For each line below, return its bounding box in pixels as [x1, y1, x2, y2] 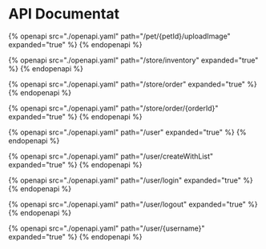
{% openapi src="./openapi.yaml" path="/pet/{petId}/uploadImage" [8, 31, 231, 41]
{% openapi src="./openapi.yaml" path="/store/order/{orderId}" [8, 103, 219, 113]
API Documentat [8, 5, 120, 23]
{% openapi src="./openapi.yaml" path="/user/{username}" [8, 223, 206, 233]
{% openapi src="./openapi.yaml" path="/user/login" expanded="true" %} [8, 175, 254, 185]
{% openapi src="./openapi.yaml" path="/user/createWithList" [8, 151, 214, 161]
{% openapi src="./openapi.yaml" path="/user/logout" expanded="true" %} [8, 199, 258, 209]
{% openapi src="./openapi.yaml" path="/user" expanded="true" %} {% [8, 127, 247, 137]
